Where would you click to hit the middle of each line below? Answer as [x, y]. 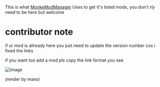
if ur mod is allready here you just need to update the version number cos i [80, 45]
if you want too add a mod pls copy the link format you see [64, 60]
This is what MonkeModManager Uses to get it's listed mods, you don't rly [80, 7]
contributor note [39, 32]
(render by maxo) [23, 79]
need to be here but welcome [35, 12]
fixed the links [19, 50]
